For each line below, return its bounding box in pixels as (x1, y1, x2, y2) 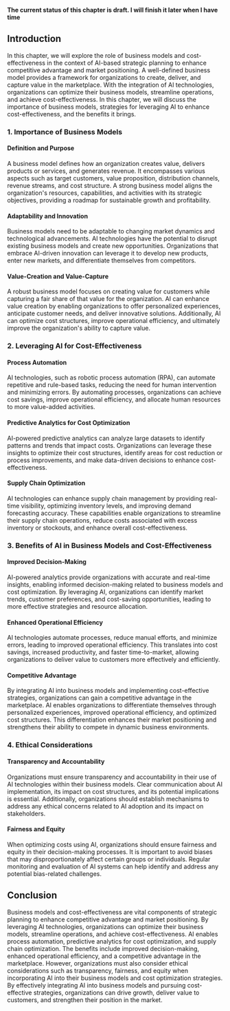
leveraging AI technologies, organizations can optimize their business (7, 922, 204, 930)
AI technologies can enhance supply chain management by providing (7, 494, 203, 502)
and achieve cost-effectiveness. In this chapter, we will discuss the (7, 95, 197, 103)
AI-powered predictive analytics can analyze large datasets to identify (7, 434, 205, 442)
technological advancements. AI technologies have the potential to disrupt (7, 234, 218, 243)
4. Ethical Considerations (7, 740, 93, 750)
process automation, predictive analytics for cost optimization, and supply (7, 937, 217, 946)
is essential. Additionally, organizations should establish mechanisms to (7, 795, 209, 803)
